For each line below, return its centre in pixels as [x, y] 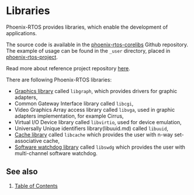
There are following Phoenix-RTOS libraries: [59, 80]
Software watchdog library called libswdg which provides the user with [100, 147]
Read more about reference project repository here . [68, 68]
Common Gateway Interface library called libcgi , [74, 103]
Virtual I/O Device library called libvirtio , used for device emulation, [98, 122]
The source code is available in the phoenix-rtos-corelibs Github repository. [97, 45]
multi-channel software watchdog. [56, 153]
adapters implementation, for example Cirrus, [69, 116]
